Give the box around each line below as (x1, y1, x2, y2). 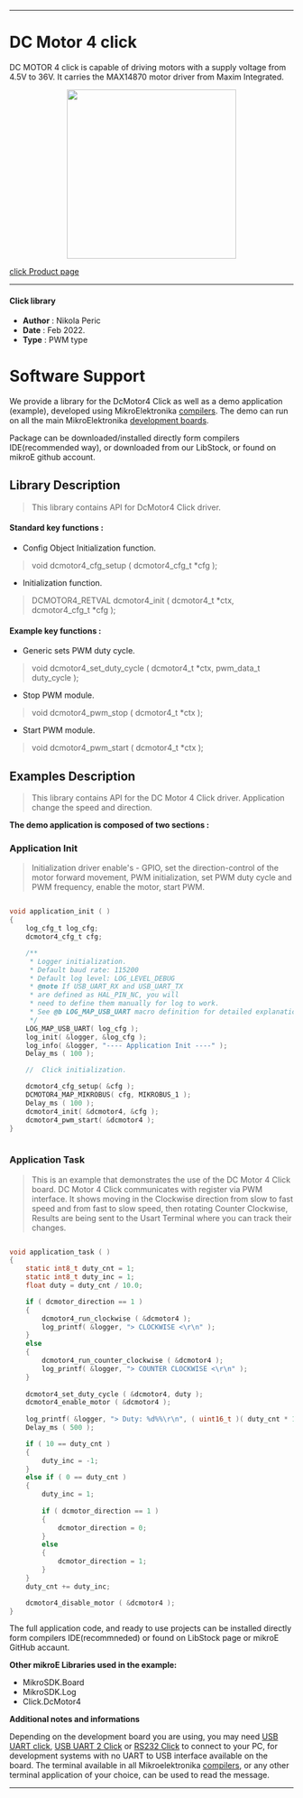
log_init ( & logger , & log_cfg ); (25, 1033, 147, 1042)
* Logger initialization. (29, 957, 127, 966)
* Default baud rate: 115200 (29, 965, 140, 975)
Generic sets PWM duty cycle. (22, 645, 135, 656)
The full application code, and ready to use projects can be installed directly (9, 1623, 292, 1634)
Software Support (9, 366, 146, 386)
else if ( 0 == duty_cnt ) (25, 1473, 127, 1482)
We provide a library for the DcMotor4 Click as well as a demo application (9, 396, 283, 407)
